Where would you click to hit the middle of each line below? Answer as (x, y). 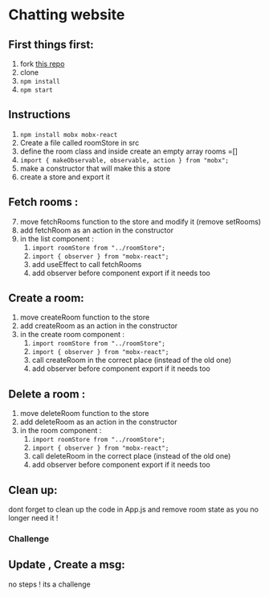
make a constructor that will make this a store (95, 168)
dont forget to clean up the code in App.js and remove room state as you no (134, 509)
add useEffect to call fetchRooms (87, 264)
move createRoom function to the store (85, 317)
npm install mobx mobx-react (69, 134)
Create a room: (46, 298)
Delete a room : (47, 394)
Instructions (39, 115)
